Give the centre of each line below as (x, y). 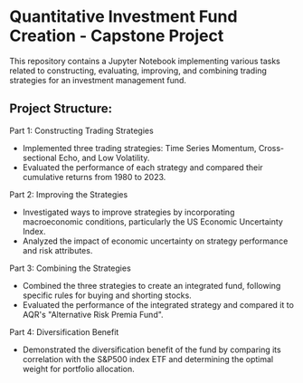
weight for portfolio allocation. (78, 369)
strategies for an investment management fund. (98, 80)
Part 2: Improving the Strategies (69, 194)
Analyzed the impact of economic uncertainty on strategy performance (155, 241)
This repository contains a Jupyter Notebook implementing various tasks (145, 61)
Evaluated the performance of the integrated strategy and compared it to (158, 304)
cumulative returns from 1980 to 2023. (94, 177)
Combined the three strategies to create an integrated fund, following (151, 285)
